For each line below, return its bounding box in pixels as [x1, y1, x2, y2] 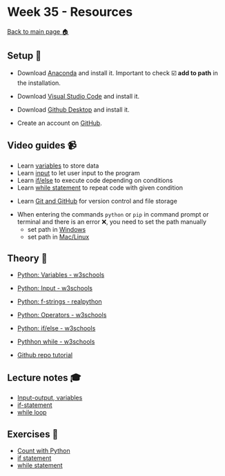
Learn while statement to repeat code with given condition [17, 184, 184, 192]
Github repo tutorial [17, 351, 73, 359]
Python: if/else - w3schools [17, 324, 96, 333]
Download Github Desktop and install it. [17, 105, 130, 114]
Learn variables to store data [17, 161, 99, 170]
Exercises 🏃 [7, 428, 59, 440]
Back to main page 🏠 [7, 27, 69, 35]
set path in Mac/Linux [27, 232, 90, 241]
